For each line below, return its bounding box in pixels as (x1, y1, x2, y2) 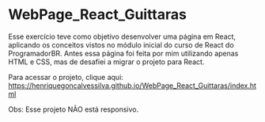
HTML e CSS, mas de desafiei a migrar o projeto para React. (8, 57, 205, 67)
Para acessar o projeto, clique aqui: (8, 72, 124, 82)
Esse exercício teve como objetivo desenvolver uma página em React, (8, 32, 236, 41)
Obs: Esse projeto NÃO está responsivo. (8, 105, 139, 114)
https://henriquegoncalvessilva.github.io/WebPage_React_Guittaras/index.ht (8, 81, 257, 90)
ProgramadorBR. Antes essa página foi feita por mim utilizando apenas (8, 48, 239, 58)
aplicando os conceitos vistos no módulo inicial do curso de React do (8, 40, 235, 49)
